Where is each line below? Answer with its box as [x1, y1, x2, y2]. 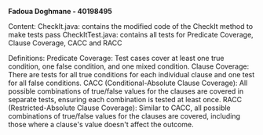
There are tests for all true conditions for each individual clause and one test [8, 70, 255, 79]
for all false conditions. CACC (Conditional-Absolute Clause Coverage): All [8, 78, 248, 87]
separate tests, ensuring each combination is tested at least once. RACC [8, 95, 243, 104]
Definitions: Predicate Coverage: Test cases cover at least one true [8, 54, 225, 62]
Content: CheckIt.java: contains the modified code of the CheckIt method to [8, 22, 254, 30]
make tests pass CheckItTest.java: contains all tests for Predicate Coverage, [8, 30, 254, 39]
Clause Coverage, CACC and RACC [8, 38, 123, 48]
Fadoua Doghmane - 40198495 [8, 7, 112, 16]
